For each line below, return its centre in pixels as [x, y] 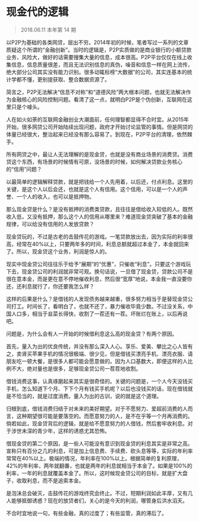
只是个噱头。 [27, 107]
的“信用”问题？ [24, 169]
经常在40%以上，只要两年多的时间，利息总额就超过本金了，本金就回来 [103, 244]
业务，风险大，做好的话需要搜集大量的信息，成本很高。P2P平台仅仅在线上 [97, 57]
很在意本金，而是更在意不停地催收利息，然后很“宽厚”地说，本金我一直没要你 [99, 279]
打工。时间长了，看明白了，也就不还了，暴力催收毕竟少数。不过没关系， [99, 306]
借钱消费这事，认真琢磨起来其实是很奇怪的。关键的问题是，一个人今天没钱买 [99, 381]
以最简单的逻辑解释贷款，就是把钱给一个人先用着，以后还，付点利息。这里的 [99, 182]
